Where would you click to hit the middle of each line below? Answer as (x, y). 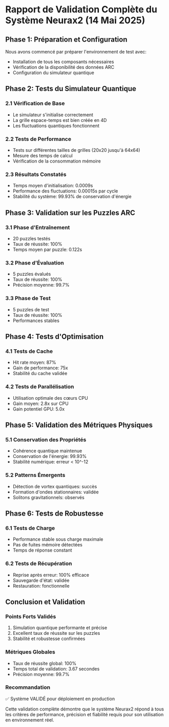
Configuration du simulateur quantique (54, 73)
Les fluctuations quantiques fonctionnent (56, 126)
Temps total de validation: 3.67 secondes (56, 669)
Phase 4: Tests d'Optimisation (55, 336)
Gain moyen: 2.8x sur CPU (41, 403)
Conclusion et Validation (45, 602)
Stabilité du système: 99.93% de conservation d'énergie (72, 197)
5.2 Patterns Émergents (35, 475)
